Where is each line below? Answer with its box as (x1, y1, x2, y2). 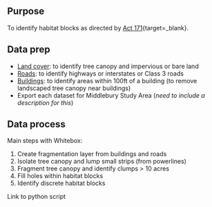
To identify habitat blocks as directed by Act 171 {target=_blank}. (7, 23, 189, 32)
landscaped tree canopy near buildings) (17, 84, 131, 92)
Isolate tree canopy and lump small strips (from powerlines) (17, 157, 186, 166)
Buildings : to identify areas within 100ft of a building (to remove (17, 76, 197, 85)
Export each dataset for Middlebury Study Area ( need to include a (17, 91, 205, 99)
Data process (7, 118, 66, 130)
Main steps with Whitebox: (7, 137, 83, 145)
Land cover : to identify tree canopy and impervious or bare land (17, 62, 199, 70)
